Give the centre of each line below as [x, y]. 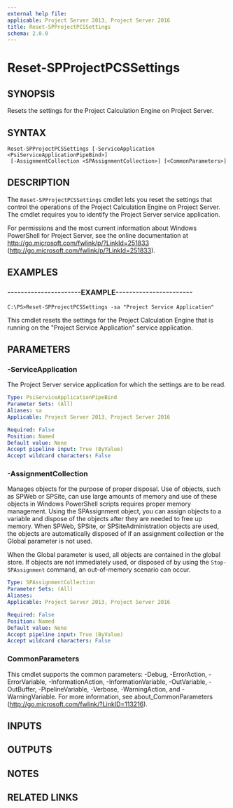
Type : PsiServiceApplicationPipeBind [62, 398]
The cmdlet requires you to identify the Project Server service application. [114, 214]
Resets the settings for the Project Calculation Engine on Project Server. [111, 111]
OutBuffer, [22, 689]
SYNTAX [27, 133]
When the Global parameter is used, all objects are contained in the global [114, 555]
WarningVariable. [32, 696]
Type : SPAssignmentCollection [51, 583]
